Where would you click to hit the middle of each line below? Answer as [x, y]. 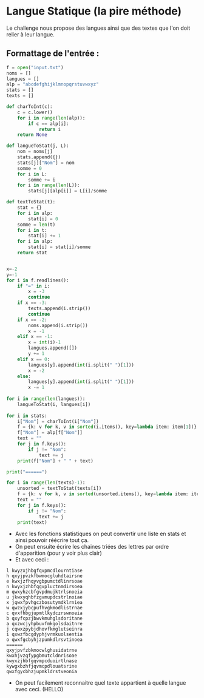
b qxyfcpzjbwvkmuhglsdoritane [45, 618]
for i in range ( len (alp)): [51, 118]
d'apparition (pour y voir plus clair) [58, 553]
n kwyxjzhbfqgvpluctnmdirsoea [45, 587]
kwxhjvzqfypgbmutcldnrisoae [42, 656]
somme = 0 [30, 168]
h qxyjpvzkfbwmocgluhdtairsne [45, 576]
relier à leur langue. [30, 34]
